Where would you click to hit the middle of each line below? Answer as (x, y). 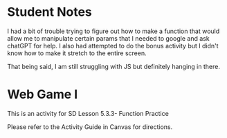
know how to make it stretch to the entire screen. (77, 53)
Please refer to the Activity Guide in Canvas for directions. (90, 127)
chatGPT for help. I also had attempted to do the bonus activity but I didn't (113, 46)
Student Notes (49, 12)
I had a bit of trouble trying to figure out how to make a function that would (113, 31)
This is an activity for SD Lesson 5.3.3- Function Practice (88, 113)
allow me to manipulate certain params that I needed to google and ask (108, 38)
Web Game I (43, 95)
